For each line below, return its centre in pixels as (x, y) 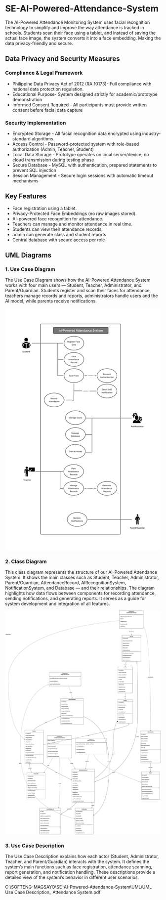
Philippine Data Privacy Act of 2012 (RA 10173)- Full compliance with (82, 84)
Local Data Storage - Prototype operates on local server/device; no (81, 154)
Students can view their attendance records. (57, 229)
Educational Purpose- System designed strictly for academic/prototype (85, 94)
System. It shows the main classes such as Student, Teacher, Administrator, (82, 578)
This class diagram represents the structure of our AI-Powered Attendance (81, 572)
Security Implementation (36, 123)
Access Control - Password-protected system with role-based (76, 144)
